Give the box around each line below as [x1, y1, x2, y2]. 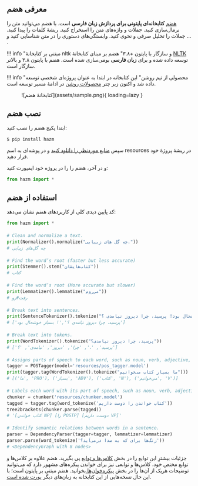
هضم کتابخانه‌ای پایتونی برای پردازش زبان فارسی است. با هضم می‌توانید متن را [6, 19, 177, 26]
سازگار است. [6, 62, 36, 69]
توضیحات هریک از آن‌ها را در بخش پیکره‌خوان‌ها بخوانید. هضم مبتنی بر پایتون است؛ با [6, 467, 189, 474]
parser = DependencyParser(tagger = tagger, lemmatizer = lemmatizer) [6, 431, 173, 437]
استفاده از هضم [6, 192, 58, 202]
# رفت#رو [6, 295, 28, 301]
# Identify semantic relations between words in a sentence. [6, 425, 160, 431]
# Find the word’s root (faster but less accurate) [6, 258, 136, 264]
